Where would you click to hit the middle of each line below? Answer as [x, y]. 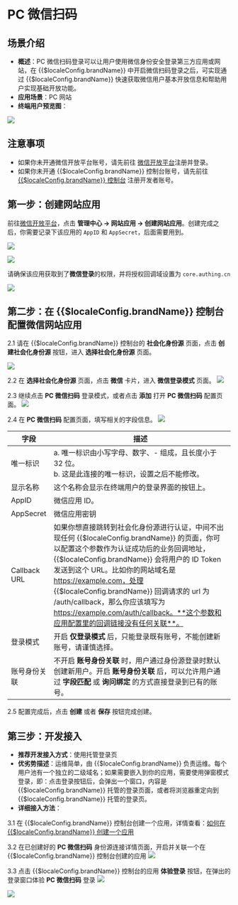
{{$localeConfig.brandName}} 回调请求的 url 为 [132, 591]
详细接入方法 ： [39, 808]
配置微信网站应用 [45, 325]
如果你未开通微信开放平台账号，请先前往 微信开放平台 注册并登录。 [115, 162]
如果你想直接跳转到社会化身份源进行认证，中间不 [135, 528]
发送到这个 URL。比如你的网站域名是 [115, 570]
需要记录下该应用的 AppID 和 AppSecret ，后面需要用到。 [107, 232]
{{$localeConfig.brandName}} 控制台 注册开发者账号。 [97, 180]
